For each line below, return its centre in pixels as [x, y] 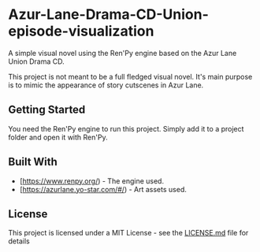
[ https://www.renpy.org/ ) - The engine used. [91, 181]
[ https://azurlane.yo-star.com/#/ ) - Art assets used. [103, 189]
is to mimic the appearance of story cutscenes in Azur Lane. [106, 85]
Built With [33, 162]
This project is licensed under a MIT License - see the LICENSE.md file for [128, 233]
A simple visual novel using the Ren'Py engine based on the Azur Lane [123, 53]
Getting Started [47, 110]
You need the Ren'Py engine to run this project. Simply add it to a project [126, 128]
